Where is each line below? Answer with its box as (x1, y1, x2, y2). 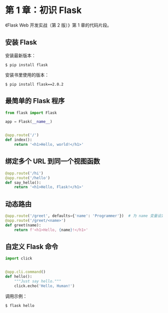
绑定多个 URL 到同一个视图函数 (5, 157, 100, 166)
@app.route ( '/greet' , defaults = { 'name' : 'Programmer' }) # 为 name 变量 (5, 213, 157, 218)
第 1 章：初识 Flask (5, 5, 82, 16)
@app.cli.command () (5, 269, 46, 274)
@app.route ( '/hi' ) (5, 171, 43, 176)
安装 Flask (5, 38, 37, 47)
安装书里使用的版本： (5, 72, 49, 78)
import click (5, 256, 32, 261)
